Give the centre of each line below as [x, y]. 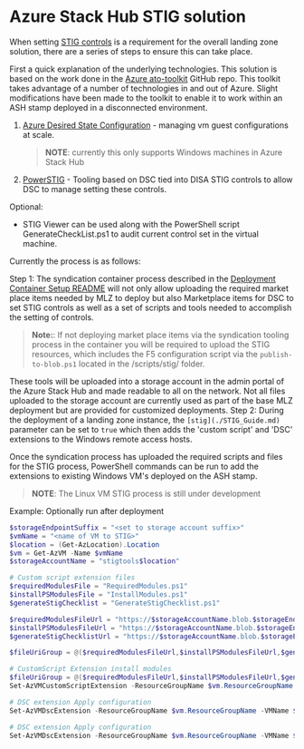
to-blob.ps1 [54, 365]
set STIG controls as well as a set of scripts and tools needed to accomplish [151, 307]
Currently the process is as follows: [76, 261]
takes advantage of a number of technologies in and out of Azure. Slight [144, 88]
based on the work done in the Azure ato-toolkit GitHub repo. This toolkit [145, 78]
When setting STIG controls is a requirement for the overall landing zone [144, 42]
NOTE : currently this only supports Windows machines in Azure [164, 152]
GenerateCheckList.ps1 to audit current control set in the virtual [141, 234]
